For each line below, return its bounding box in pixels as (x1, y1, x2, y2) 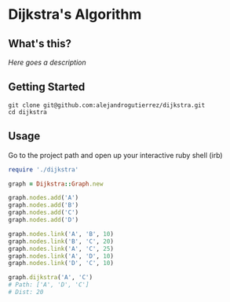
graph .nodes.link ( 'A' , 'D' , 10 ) (8, 252, 114, 260)
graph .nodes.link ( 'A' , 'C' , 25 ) (8, 245, 114, 252)
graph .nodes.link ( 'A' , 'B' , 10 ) (8, 230, 114, 238)
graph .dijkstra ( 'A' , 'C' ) (8, 274, 93, 282)
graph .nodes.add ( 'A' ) (8, 194, 79, 202)
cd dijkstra (8, 108, 47, 116)
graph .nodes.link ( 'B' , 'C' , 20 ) (8, 238, 114, 245)
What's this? (8, 37, 72, 50)
